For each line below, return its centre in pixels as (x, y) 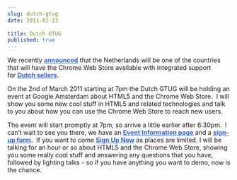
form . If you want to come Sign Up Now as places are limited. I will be (119, 140)
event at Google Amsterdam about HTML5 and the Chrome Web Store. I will (118, 97)
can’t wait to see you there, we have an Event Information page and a (110, 133)
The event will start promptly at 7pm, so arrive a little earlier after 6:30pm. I (117, 125)
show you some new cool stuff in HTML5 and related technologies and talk (116, 104)
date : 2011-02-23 (33, 20)
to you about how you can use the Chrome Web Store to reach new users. (115, 112)
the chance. (25, 170)
